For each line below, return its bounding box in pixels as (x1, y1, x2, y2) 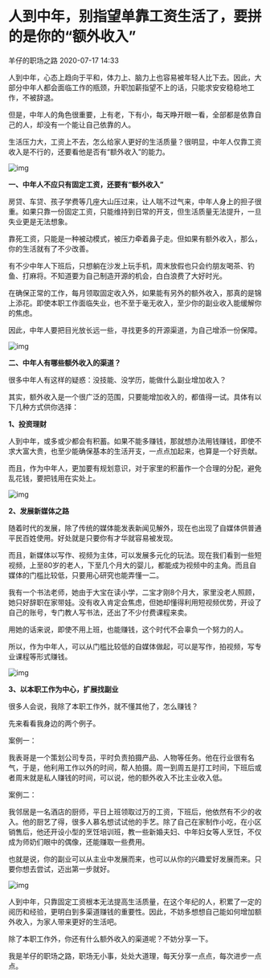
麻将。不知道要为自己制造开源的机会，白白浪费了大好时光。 (29, 271, 227, 280)
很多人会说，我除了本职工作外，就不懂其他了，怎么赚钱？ (8, 701, 198, 711)
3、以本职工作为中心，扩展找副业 (8, 684, 119, 694)
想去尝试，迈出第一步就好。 (22, 864, 114, 874)
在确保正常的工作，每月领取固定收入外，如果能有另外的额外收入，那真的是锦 (8, 288, 262, 297)
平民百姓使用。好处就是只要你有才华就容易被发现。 (8, 533, 178, 542)
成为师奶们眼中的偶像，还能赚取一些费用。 (8, 837, 149, 846)
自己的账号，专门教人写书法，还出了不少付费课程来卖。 (8, 608, 191, 617)
